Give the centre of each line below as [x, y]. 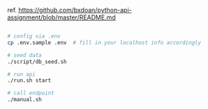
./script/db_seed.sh [37, 62]
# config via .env [34, 36]
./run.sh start [29, 81]
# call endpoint [31, 93]
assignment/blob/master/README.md [62, 17]
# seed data [24, 55]
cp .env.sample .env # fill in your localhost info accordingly [104, 42]
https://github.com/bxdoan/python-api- [75, 10]
